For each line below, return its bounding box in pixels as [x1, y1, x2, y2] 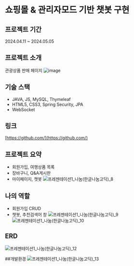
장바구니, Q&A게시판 [12, 170, 51, 176]
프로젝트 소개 [5, 54, 42, 62]
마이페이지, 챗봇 [12, 176, 42, 182]
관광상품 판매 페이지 [5, 67, 42, 73]
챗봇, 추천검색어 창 [12, 212, 47, 217]
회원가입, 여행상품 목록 [12, 164, 55, 170]
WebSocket [12, 106, 35, 112]
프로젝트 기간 [5, 25, 42, 33]
